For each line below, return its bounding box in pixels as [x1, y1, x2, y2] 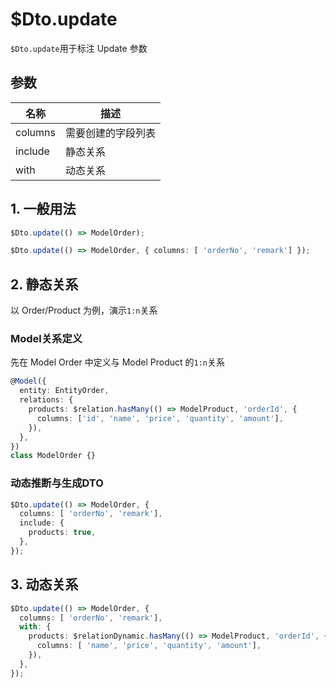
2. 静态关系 [10, 276, 79, 293]
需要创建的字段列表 [64, 126, 156, 140]
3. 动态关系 [10, 576, 79, 593]
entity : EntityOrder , [19, 386, 110, 396]
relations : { [19, 395, 74, 405]
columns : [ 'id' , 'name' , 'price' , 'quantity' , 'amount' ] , [36, 413, 284, 423]
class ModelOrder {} [10, 451, 97, 461]
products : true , [28, 528, 97, 538]
